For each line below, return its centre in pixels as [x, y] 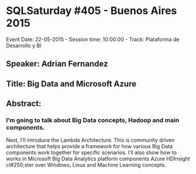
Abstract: [24, 104]
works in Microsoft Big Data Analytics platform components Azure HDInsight [98, 159]
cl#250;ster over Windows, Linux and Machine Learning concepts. [86, 165]
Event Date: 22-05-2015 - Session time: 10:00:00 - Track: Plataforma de [93, 39]
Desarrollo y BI [24, 46]
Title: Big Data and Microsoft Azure [71, 84]
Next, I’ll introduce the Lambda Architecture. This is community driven [90, 140]
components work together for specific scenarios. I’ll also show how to [92, 152]
